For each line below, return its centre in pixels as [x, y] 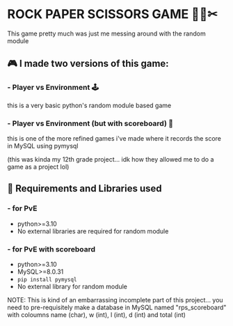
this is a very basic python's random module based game [89, 105]
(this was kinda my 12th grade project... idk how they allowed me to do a [111, 159]
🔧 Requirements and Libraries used [85, 188]
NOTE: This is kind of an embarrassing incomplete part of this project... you [115, 300]
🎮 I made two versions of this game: [88, 64]
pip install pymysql [47, 279]
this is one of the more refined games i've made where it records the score [114, 138]
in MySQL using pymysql [43, 146]
